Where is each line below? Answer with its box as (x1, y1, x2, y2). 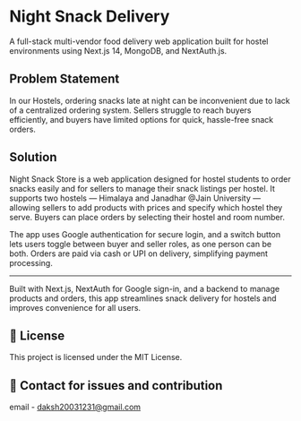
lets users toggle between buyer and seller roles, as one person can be (9, 238, 271, 249)
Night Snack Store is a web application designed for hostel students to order (9, 173, 291, 185)
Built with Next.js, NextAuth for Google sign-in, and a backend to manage (9, 283, 280, 294)
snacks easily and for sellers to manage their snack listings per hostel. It (9, 183, 276, 193)
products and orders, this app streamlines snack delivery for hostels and (9, 293, 277, 304)
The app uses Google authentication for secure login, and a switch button (9, 228, 281, 239)
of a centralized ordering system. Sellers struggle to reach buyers (9, 105, 253, 116)
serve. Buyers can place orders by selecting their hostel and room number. (9, 211, 285, 222)
